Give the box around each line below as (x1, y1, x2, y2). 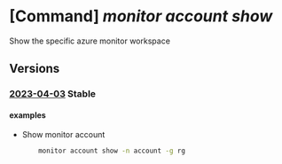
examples (9, 109, 46, 121)
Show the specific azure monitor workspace (9, 35, 171, 46)
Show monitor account (21, 129, 106, 140)
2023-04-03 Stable (9, 88, 96, 100)
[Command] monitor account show (9, 6, 273, 27)
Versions (9, 61, 60, 76)
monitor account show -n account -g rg (38, 146, 186, 156)
